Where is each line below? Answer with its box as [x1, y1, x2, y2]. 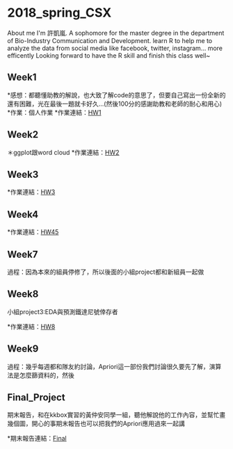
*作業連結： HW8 [7, 322, 56, 331]
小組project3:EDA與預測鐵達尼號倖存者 [7, 307, 118, 316]
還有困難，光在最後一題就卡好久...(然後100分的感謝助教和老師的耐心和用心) [7, 99, 223, 108]
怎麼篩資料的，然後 [19, 370, 74, 379]
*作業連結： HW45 [7, 228, 59, 236]
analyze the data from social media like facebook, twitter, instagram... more [7, 44, 223, 52]
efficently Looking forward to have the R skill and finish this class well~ [7, 51, 211, 60]
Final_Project [7, 391, 65, 404]
